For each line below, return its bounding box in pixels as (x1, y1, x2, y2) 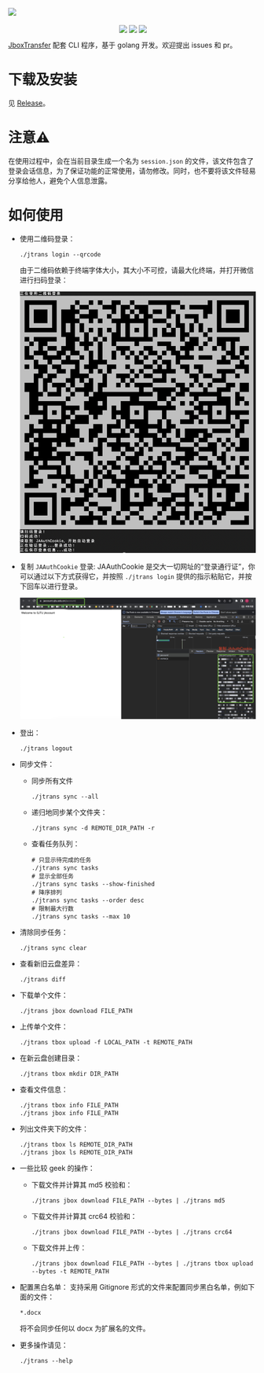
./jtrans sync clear (19, 944, 87, 952)
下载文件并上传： (31, 1242, 87, 1252)
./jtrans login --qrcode (19, 250, 101, 259)
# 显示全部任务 (31, 872, 75, 880)
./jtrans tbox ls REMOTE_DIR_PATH (19, 1140, 133, 1148)
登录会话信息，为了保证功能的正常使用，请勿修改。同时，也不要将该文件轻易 (8, 166, 256, 176)
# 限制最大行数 (31, 904, 75, 912)
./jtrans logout (19, 744, 73, 753)
